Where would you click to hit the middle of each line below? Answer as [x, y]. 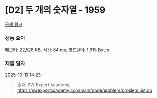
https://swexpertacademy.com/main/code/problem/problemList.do [85, 90]
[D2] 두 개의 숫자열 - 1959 [55, 10]
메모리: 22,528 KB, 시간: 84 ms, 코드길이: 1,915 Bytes [57, 50]
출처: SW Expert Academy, [44, 85]
